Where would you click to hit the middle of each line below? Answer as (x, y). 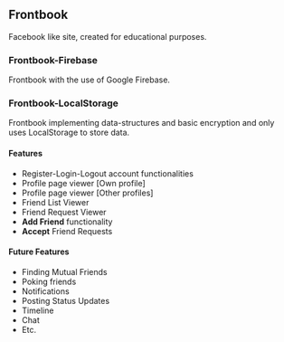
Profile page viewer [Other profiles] (87, 193)
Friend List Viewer (55, 202)
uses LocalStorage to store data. (69, 133)
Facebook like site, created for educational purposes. (108, 36)
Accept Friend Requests (67, 231)
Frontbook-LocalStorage (63, 103)
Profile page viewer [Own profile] (83, 183)
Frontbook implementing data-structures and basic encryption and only (142, 123)
